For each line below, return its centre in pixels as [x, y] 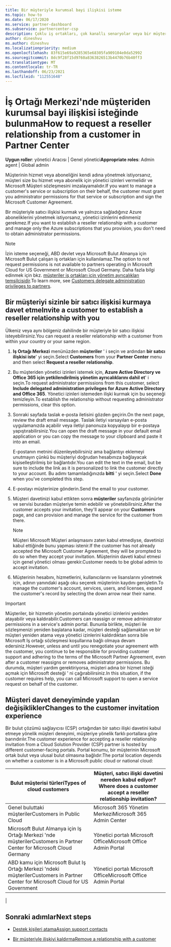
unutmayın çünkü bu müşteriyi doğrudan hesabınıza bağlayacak [80, 457]
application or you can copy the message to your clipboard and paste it [87, 436]
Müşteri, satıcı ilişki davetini [128, 774]
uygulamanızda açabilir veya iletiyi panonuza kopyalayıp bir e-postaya [86, 425]
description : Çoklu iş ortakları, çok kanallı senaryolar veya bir [78, 34]
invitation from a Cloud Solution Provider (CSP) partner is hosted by [76, 745]
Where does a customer [129, 786]
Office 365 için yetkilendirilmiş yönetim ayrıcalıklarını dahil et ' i [81, 377]
